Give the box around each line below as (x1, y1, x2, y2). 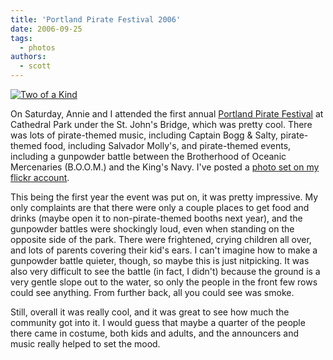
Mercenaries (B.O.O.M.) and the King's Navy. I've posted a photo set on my (10, 161, 320, 173)
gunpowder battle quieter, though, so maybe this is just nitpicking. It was (10, 255, 310, 266)
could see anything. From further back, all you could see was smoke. (10, 287, 295, 298)
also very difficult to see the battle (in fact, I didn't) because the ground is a (10, 266, 321, 277)
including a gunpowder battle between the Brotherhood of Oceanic (10, 151, 287, 162)
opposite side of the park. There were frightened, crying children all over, (10, 234, 312, 245)
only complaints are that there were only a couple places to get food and (10, 202, 310, 213)
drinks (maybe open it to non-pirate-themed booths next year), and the (10, 212, 303, 224)
